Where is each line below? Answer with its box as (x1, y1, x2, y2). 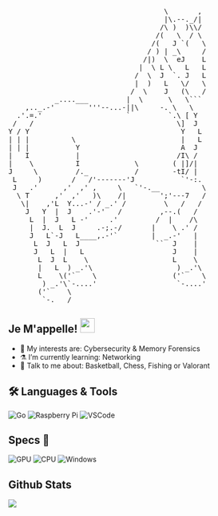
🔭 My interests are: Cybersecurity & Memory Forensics (19, 344, 201, 353)
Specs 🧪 (8, 433, 50, 447)
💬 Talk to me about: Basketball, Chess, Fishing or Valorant (19, 361, 210, 370)
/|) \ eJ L (142, 55, 207, 63)
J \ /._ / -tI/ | (8, 167, 198, 175)
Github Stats (8, 478, 72, 491)
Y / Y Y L (8, 127, 202, 135)
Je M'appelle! (8, 322, 78, 336)
